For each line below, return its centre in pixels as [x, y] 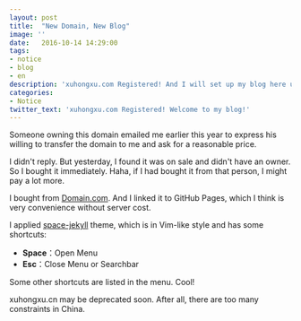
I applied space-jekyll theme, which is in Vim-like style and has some [137, 225]
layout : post [34, 17]
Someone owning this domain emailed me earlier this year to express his [143, 134]
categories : [31, 92]
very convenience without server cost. [80, 208]
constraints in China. [47, 309]
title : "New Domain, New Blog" [69, 26]
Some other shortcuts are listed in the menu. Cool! [102, 282]
